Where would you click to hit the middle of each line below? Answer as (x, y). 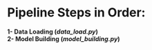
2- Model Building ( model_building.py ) (64, 38)
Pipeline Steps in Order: (76, 13)
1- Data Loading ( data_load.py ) (53, 32)
